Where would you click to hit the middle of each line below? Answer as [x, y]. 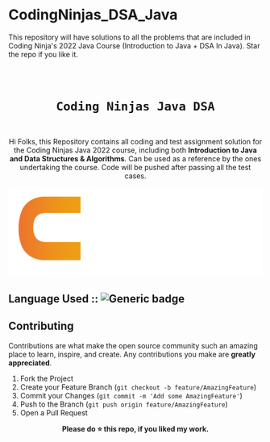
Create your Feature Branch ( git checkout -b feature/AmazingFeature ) [138, 387]
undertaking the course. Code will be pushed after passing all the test [135, 168]
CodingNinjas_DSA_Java [93, 15]
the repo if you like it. [44, 54]
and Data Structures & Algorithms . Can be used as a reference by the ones [135, 159]
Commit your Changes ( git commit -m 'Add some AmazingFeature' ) [131, 395]
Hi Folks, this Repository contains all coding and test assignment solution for [135, 142]
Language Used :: [54, 299]
